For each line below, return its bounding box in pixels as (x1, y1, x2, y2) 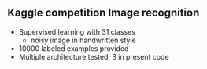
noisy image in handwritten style (30, 35, 137, 45)
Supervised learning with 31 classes (18, 27, 135, 36)
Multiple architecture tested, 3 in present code (18, 52, 170, 61)
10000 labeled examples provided (18, 43, 129, 53)
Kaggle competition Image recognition (7, 6, 200, 20)
